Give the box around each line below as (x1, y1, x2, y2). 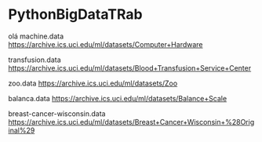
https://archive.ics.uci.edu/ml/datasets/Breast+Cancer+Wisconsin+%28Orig (8, 117, 255, 126)
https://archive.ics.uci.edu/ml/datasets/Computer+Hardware (8, 39, 203, 49)
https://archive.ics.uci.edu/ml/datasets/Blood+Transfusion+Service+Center (8, 63, 252, 72)
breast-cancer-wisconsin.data (8, 108, 106, 118)
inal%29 (8, 126, 35, 135)
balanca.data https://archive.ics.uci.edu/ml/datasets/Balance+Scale (8, 93, 227, 103)
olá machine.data (8, 31, 64, 41)
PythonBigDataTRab (8, 5, 143, 24)
